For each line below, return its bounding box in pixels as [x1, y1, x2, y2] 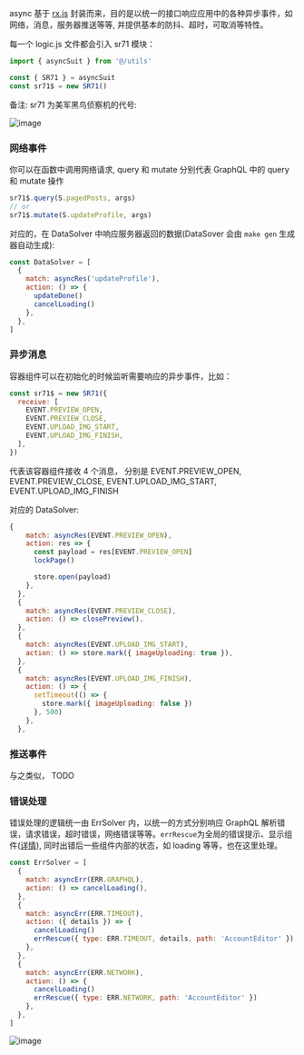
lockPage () [33, 556, 75, 565]
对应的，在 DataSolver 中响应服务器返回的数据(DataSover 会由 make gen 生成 [9, 228, 296, 239]
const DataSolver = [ [9, 257, 92, 266]
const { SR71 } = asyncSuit [9, 73, 116, 82]
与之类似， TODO [9, 771, 75, 781]
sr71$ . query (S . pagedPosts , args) [9, 194, 136, 203]
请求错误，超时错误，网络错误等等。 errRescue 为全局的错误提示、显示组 [25, 829, 293, 840]
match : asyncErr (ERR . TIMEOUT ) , [25, 909, 144, 918]
